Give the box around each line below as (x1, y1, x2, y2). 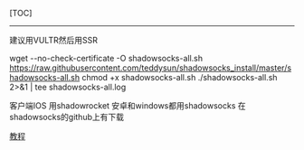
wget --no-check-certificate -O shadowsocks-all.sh (9, 53, 204, 63)
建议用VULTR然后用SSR (9, 35, 98, 45)
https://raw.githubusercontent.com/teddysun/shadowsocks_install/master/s (9, 62, 292, 73)
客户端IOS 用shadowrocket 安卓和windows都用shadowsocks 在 (9, 100, 246, 111)
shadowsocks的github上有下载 (9, 112, 125, 122)
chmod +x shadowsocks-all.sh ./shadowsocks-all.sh (81, 72, 278, 82)
